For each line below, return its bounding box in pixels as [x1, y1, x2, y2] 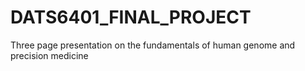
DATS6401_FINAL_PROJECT [10, 6, 252, 29]
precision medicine [10, 49, 89, 61]
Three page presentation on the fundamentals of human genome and [10, 39, 296, 51]
